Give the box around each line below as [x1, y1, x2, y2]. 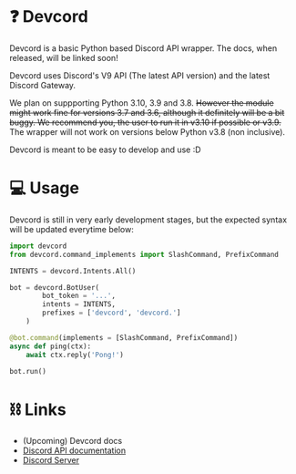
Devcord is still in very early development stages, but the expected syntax [9, 214, 288, 225]
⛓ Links [9, 399, 66, 419]
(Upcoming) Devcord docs [22, 436, 123, 447]
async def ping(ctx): [9, 342, 92, 351]
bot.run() [9, 366, 47, 376]
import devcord [9, 242, 67, 251]
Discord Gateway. [9, 79, 76, 90]
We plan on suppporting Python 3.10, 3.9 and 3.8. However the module [9, 97, 275, 108]
